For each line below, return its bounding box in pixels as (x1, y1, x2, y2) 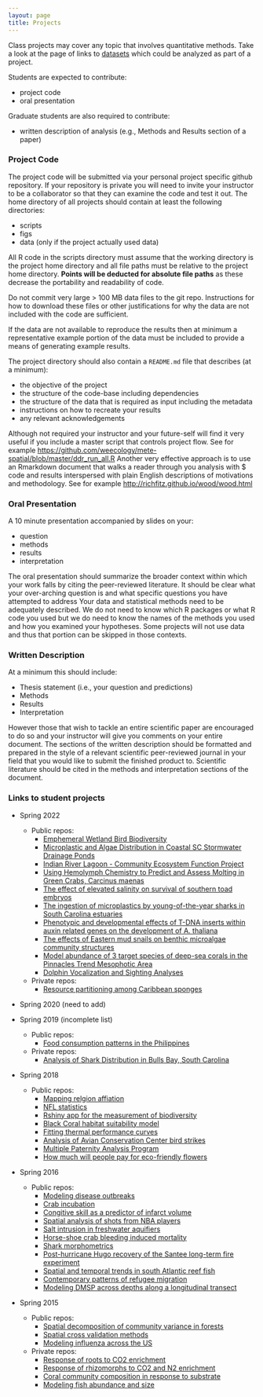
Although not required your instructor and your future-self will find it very (8, 429, 245, 438)
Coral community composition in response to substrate (42, 1371, 221, 1381)
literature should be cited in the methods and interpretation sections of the (8, 765, 249, 774)
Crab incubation (42, 1199, 96, 1209)
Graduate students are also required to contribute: (8, 111, 170, 120)
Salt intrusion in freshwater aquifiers (42, 1224, 161, 1234)
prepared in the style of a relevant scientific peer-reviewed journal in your (8, 748, 247, 758)
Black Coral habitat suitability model (42, 1118, 159, 1128)
